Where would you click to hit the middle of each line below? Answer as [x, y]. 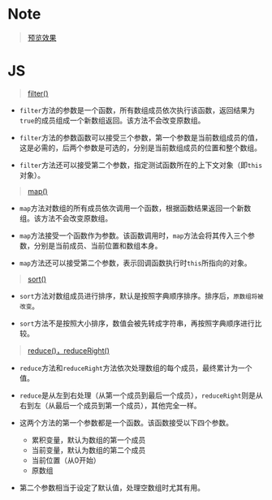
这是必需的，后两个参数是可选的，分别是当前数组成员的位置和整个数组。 [140, 148]
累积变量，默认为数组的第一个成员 [89, 440]
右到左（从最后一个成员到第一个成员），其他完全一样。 [110, 405]
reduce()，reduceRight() [69, 351]
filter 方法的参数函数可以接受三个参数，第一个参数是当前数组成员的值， [140, 137]
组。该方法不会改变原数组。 [66, 218]
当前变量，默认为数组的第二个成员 [89, 450]
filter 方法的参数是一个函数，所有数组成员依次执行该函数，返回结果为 [137, 110]
